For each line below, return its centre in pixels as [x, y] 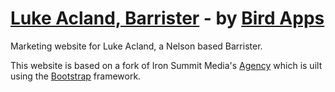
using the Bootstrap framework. [76, 76]
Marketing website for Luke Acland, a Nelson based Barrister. [136, 46]
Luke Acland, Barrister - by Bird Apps [167, 18]
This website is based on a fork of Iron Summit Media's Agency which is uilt [166, 65]
